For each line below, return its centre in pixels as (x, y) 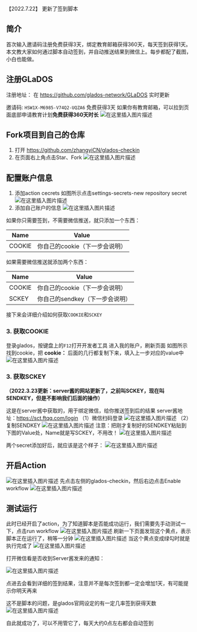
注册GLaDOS (29, 79)
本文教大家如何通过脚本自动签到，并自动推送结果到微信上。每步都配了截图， (99, 51)
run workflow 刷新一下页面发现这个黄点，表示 (108, 531)
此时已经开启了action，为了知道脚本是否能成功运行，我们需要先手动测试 (94, 524)
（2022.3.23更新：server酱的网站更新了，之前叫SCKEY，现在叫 (85, 391)
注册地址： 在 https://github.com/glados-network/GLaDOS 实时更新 (88, 95)
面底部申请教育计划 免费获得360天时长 (52, 114)
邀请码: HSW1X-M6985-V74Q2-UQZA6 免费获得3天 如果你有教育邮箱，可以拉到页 (98, 107)
